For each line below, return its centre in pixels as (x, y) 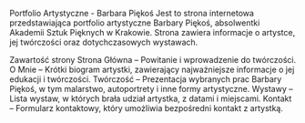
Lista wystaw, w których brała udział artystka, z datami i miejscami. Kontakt (151, 98)
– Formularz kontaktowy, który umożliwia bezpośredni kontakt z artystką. (147, 108)
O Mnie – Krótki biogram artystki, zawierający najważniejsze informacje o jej (152, 69)
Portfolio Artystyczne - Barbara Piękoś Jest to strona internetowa (132, 13)
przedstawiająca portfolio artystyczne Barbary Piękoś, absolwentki (135, 23)
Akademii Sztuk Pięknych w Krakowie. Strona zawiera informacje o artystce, (152, 32)
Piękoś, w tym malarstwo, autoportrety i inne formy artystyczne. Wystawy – (151, 89)
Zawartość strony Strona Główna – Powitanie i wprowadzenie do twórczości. (153, 60)
